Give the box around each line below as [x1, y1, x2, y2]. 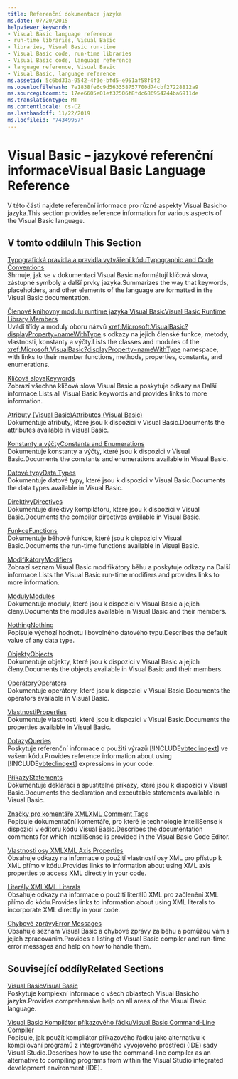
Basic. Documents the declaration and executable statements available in [7, 788, 220, 797]
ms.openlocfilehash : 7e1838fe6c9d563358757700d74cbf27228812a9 [7, 83, 199, 91]
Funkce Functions [7, 527, 58, 535]
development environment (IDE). [7, 1063, 102, 1073]
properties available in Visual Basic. [7, 723, 112, 731]
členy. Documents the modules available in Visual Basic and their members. [7, 607, 227, 616]
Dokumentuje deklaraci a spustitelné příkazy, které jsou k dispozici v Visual [7, 781, 227, 790]
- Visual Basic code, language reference [7, 57, 132, 64]
